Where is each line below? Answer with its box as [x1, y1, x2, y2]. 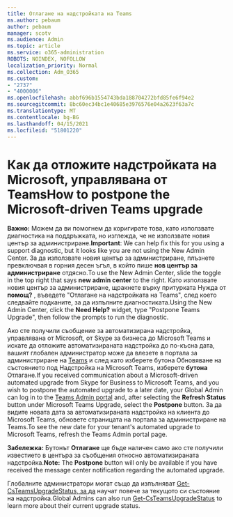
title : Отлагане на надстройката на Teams [7, 10, 132, 17]
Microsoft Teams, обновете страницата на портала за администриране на [7, 415, 227, 424]
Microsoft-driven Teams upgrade [7, 201, 203, 217]
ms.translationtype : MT [7, 107, 77, 114]
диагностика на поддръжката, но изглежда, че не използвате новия [7, 231, 210, 240]
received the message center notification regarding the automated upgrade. [7, 466, 225, 474]
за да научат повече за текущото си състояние [79, 487, 220, 495]
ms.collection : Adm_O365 [7, 68, 79, 75]
